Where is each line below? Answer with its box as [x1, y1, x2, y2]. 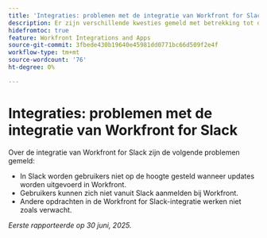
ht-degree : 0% [8, 63, 56, 71]
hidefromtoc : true [8, 26, 69, 34]
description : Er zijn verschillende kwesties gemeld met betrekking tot [8, 19, 254, 27]
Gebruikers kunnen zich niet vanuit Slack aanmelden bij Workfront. [19, 188, 238, 198]
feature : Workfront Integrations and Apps [8, 33, 151, 42]
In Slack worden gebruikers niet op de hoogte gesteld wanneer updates [19, 171, 255, 181]
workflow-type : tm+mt [8, 48, 80, 56]
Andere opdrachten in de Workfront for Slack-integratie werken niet [19, 196, 242, 206]
